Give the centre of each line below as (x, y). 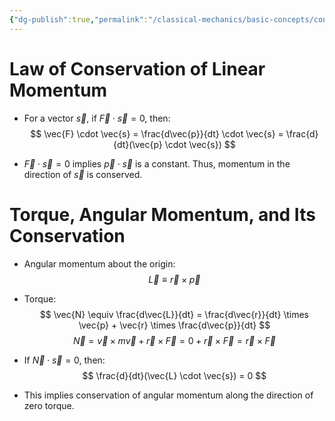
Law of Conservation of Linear (137, 68)
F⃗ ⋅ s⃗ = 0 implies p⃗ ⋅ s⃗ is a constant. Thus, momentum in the (157, 163)
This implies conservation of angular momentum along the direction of (168, 395)
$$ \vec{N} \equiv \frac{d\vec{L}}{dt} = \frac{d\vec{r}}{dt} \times (174, 314)
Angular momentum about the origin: (99, 263)
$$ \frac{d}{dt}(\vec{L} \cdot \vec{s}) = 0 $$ (174, 375)
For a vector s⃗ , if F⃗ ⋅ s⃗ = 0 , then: (97, 118)
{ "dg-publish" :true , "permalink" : (79, 19)
